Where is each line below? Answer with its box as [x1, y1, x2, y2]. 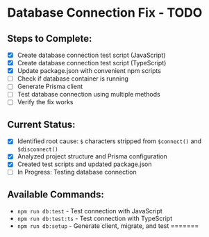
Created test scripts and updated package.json [17, 160, 152, 168]
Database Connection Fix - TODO [7, 5, 203, 21]
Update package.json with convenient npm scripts [17, 67, 162, 75]
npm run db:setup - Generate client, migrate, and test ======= [17, 222, 199, 230]
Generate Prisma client [17, 82, 83, 91]
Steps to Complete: [7, 33, 92, 44]
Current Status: [7, 118, 76, 130]
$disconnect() [17, 146, 58, 154]
